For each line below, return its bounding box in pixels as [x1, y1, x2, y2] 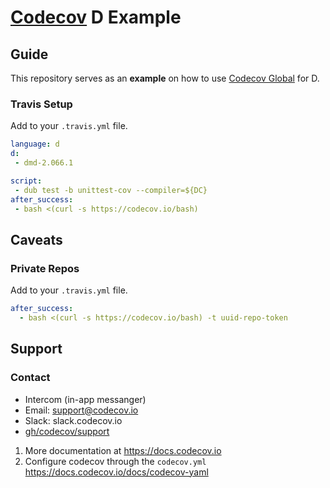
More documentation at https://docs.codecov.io [24, 444, 222, 456]
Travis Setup [10, 97, 73, 111]
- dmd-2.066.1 [14, 158, 74, 168]
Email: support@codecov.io [24, 404, 139, 416]
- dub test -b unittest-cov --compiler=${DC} [14, 185, 208, 195]
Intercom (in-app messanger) [24, 393, 147, 405]
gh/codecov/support [24, 425, 110, 437]
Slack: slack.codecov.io [24, 414, 123, 426]
